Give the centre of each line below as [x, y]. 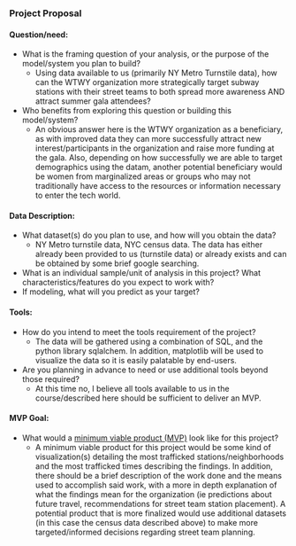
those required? [50, 378]
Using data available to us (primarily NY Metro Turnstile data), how [156, 73]
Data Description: [42, 215]
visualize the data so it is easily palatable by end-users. [136, 360]
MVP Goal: [29, 418]
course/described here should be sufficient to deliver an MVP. [148, 398]
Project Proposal [46, 13]
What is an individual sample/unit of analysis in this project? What [141, 273]
